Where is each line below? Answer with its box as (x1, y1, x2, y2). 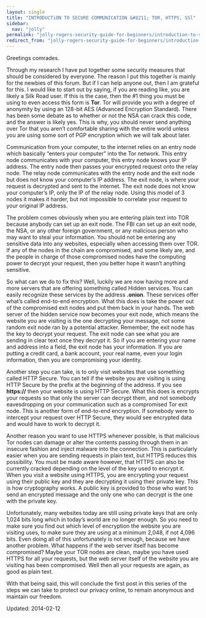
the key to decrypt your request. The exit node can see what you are (6, 330, 180, 338)
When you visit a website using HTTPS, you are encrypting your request (6, 471, 189, 479)
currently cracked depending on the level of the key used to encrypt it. (6, 465, 185, 472)
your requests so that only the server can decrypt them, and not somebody (6, 394, 196, 401)
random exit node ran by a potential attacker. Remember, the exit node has (6, 323, 195, 331)
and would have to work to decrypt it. (6, 420, 101, 427)
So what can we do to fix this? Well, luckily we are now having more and (6, 278, 189, 285)
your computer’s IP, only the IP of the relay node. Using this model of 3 (6, 189, 185, 196)
